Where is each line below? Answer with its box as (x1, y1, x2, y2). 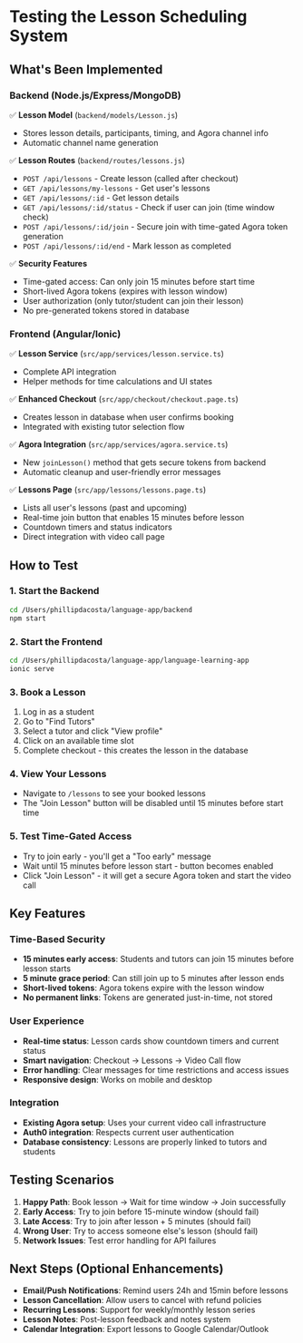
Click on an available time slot (22, 735, 134, 745)
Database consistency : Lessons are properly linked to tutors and (22, 1136, 268, 1147)
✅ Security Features (9, 258, 88, 268)
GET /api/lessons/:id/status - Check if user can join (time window (22, 201, 275, 212)
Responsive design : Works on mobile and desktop (22, 1074, 213, 1085)
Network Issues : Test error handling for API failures (22, 1235, 217, 1246)
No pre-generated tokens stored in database (22, 305, 190, 316)
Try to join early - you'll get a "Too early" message (22, 851, 211, 861)
